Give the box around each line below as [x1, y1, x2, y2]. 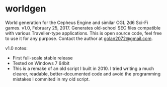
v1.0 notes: [5, 45, 28, 51]
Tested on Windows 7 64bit [12, 60, 70, 66]
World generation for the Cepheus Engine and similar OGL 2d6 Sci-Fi [5, 19, 148, 25]
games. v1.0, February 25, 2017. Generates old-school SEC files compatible [5, 24, 161, 30]
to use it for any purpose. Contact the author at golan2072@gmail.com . [5, 35, 153, 41]
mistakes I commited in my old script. [12, 76, 90, 82]
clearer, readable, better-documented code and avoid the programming [12, 70, 161, 76]
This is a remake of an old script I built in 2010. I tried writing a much [12, 65, 154, 71]
